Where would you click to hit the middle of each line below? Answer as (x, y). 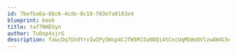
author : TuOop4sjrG (36, 33)
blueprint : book (31, 20)
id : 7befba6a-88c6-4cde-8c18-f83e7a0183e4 (71, 14)
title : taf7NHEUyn (34, 27)
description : (26, 40)
